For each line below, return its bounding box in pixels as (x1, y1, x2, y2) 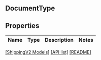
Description (45, 37, 74, 44)
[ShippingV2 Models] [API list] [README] (5, 49, 91, 55)
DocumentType (5, 4, 55, 13)
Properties (5, 21, 40, 30)
